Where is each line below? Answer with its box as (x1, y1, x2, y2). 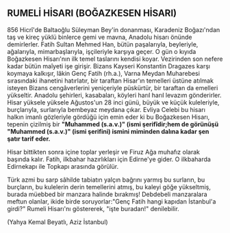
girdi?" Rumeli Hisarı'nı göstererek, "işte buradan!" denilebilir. (7, 204, 179, 213)
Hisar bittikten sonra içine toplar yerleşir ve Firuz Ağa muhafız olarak (7, 148, 201, 156)
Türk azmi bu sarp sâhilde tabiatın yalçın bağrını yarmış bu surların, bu (7, 176, 205, 184)
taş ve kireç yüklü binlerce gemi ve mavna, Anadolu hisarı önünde (7, 33, 192, 41)
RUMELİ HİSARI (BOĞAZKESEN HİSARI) (7, 8, 177, 19)
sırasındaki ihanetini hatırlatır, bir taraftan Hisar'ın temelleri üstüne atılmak (7, 77, 214, 85)
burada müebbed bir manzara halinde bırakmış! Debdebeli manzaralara (7, 190, 207, 198)
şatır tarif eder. (7, 135, 51, 143)
